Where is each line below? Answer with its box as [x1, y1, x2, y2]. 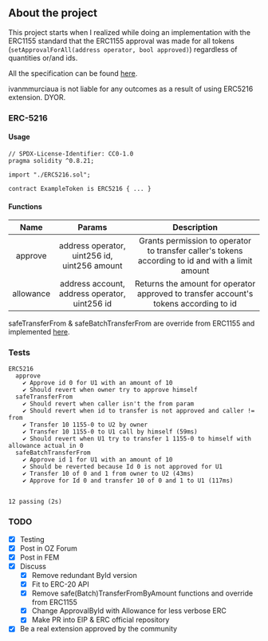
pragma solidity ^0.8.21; [8, 156, 94, 164]
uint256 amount [62, 260, 123, 271]
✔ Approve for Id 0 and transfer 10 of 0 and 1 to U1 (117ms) [22, 477, 234, 485]
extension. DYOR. [8, 92, 66, 102]
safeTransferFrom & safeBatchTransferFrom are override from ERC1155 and [8, 319, 255, 328]
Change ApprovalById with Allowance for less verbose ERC [31, 606, 227, 615]
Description [172, 222, 218, 233]
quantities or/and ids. [8, 53, 78, 62]
